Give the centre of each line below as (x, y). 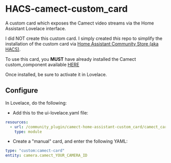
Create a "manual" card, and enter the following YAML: (70, 142)
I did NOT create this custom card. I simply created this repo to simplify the (84, 38)
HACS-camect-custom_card (67, 9)
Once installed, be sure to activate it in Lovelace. (56, 74)
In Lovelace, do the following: (36, 103)
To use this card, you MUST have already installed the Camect (71, 59)
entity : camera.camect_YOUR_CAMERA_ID (46, 156)
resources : (17, 122)
